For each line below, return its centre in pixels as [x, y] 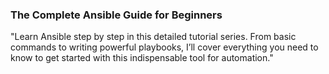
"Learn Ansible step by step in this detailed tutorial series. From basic [153, 37]
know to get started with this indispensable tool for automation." [142, 58]
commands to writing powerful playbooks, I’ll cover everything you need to [164, 47]
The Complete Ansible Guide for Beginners [116, 15]
